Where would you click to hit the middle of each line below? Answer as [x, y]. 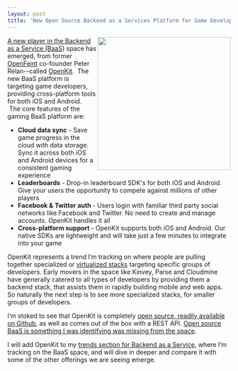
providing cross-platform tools [52, 94]
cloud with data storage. [53, 145]
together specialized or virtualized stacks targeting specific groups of [109, 264]
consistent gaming [45, 167]
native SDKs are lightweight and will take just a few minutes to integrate [122, 236]
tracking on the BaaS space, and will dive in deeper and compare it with [112, 352]
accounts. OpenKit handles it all [64, 220]
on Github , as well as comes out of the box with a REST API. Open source [114, 323]
